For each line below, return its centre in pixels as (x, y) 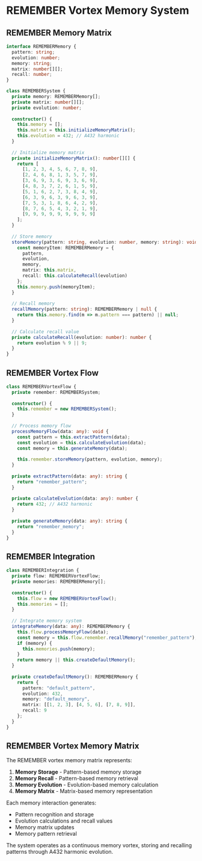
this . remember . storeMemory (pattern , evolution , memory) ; (90, 459)
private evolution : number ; (47, 108)
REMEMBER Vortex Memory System (98, 11)
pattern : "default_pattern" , (59, 688)
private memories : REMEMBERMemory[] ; (59, 582)
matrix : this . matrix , (49, 270)
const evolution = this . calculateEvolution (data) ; (82, 443)
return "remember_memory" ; (51, 527)
